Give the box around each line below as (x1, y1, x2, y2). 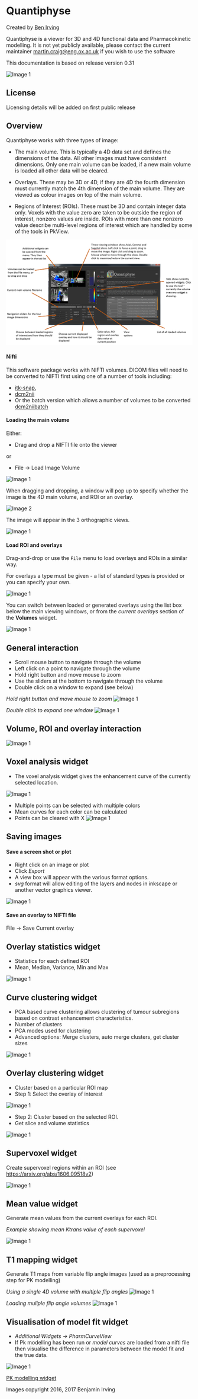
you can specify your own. (6, 579, 71, 586)
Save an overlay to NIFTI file (6, 911, 77, 918)
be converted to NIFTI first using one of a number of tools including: (6, 372, 172, 380)
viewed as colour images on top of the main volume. (14, 191, 142, 198)
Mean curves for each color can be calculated (14, 808, 127, 815)
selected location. (14, 779, 59, 786)
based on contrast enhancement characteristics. (14, 1014, 133, 1022)
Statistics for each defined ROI (14, 958, 90, 965)
